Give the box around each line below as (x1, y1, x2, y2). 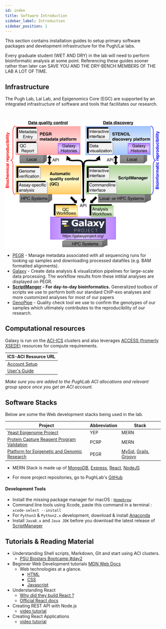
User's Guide (7, 368, 34, 374)
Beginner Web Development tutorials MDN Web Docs (12, 561, 121, 567)
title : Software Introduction (5, 13, 68, 18)
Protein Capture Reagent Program (7, 436, 76, 442)
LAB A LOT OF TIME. (5, 68, 47, 74)
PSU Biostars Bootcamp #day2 (19, 555, 83, 561)
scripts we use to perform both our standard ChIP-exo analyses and (12, 289, 151, 295)
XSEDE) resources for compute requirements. (5, 342, 98, 348)
